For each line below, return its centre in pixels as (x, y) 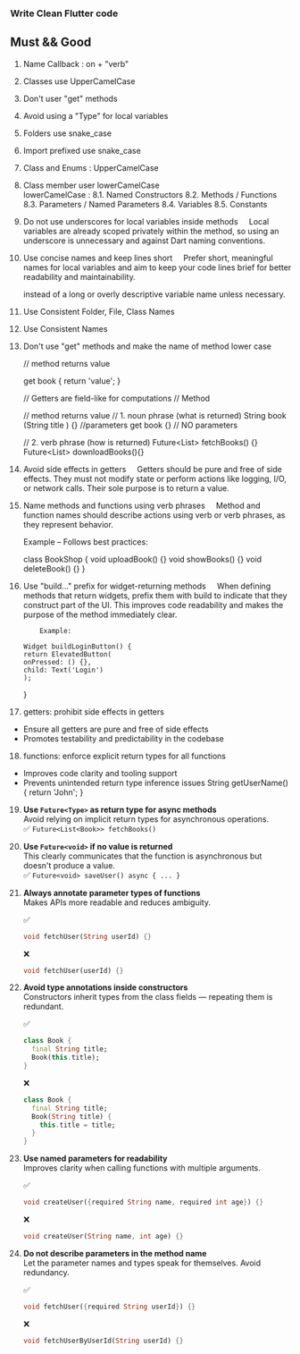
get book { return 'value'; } (72, 381)
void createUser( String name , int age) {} (103, 1237)
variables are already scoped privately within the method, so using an (151, 231)
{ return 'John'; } (53, 792)
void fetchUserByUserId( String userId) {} (103, 1341)
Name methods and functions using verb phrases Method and (142, 505)
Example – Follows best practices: (85, 542)
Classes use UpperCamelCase (79, 81)
